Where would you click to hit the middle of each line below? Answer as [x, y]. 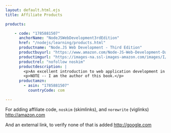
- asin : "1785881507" [47, 86]
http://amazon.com [25, 115]
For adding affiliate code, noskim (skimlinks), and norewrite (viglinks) [77, 109]
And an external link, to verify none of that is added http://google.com [78, 125]
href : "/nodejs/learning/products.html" [62, 43]
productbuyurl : [35, 52]
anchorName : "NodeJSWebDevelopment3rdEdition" [69, 38]
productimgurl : [35, 57]
